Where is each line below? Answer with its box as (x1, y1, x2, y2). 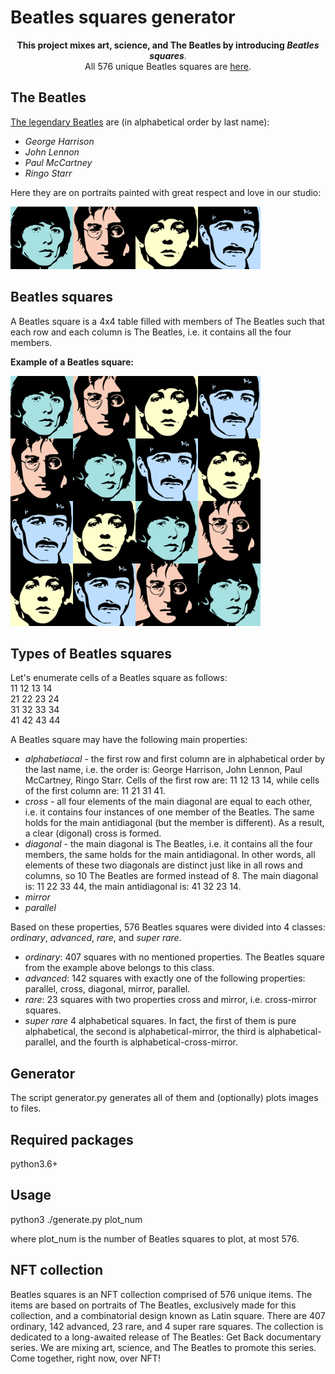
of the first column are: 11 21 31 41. (24, 785, 166, 797)
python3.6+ (10, 1158, 58, 1170)
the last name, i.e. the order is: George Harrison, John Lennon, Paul (24, 764, 303, 776)
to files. (10, 1102, 42, 1115)
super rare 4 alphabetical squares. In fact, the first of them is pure (24, 1015, 297, 1027)
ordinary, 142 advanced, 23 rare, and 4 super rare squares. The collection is (10, 1320, 324, 1332)
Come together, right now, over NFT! (10, 1352, 161, 1364)
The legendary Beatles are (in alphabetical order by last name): (10, 116, 270, 128)
